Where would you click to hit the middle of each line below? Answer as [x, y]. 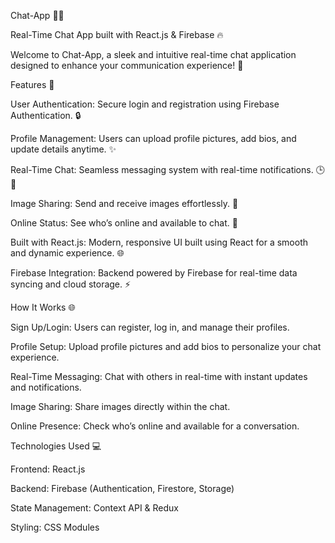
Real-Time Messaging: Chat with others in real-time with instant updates [159, 376]
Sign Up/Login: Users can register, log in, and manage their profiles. [150, 327]
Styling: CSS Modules [55, 527]
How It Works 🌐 [43, 307]
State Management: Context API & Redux [95, 508]
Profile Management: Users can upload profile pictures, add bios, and [153, 138]
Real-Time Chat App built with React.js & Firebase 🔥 [117, 34]
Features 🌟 [32, 84]
